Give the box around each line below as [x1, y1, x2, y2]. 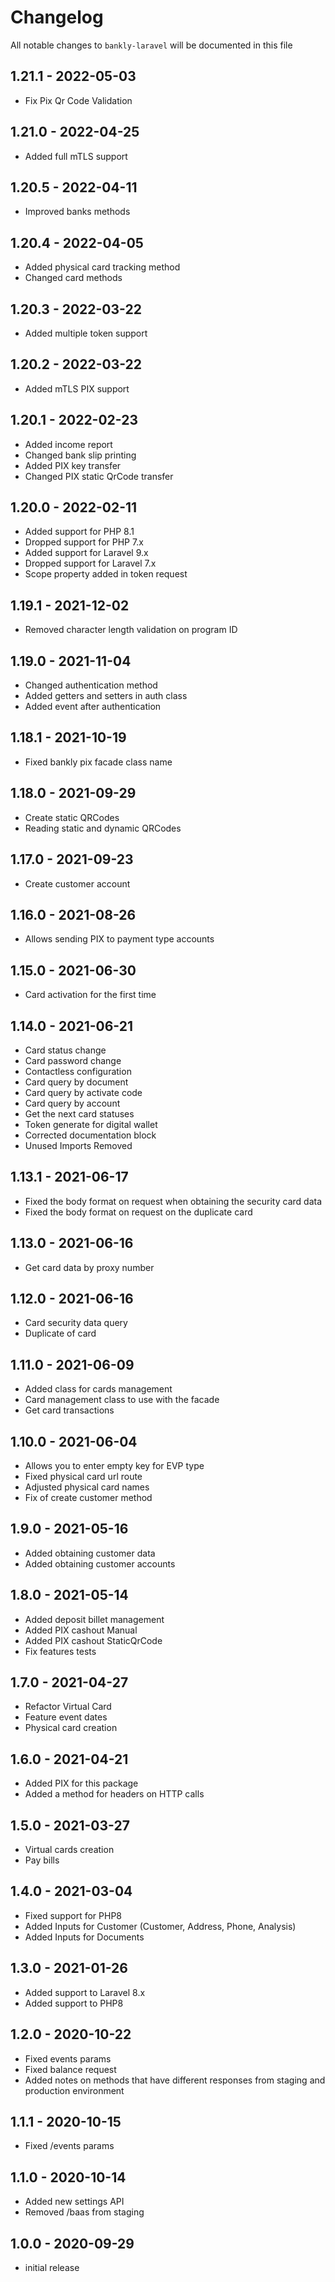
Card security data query [24, 1317, 128, 1329]
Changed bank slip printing [24, 449, 137, 461]
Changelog [10, 6, 104, 29]
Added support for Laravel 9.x [24, 547, 149, 559]
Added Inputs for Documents [24, 1931, 145, 1943]
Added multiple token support [24, 327, 148, 339]
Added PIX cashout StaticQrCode [24, 1634, 163, 1646]
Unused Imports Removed [24, 1139, 133, 1151]
